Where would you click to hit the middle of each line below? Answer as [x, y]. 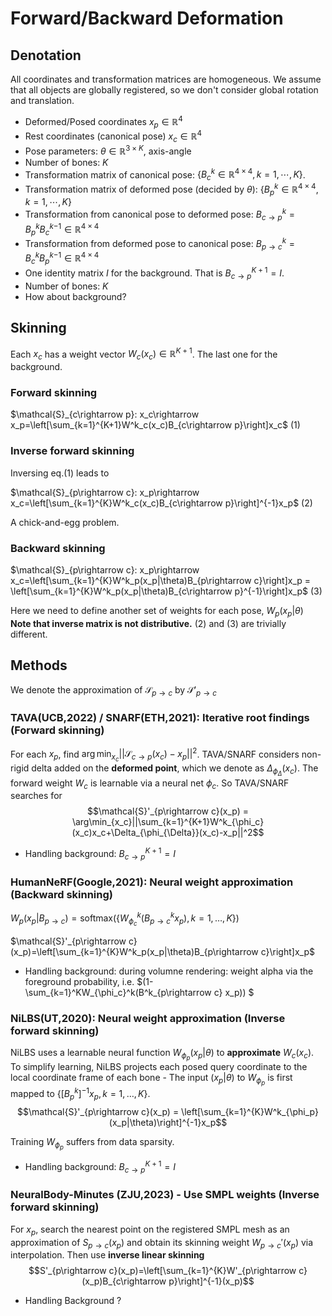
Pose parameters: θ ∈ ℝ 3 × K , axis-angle [108, 150]
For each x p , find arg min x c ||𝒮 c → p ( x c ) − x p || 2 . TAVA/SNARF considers [155, 755]
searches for [36, 796]
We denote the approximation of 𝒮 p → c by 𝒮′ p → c [113, 690]
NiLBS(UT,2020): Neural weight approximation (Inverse [148, 1018]
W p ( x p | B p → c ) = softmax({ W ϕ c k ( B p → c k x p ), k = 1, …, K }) [125, 918]
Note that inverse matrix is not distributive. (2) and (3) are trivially [148, 623]
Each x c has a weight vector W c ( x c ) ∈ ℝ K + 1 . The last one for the [144, 354]
